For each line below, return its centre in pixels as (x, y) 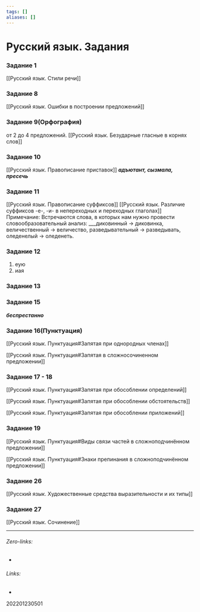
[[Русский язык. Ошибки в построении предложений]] (75, 107)
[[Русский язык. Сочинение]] (43, 522)
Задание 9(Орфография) (44, 122)
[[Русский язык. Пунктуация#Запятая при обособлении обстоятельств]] (98, 401)
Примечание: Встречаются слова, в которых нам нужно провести (90, 217)
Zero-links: (19, 541)
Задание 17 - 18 (29, 377)
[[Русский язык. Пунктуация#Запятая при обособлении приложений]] (95, 413)
